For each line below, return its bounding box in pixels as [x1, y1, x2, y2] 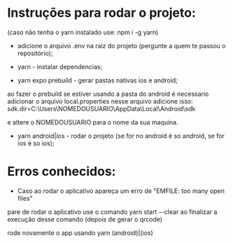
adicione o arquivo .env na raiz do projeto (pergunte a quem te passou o [17, 41, 226, 50]
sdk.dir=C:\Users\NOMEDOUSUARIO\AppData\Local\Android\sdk [7, 104, 196, 113]
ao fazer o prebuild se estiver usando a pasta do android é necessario [7, 89, 209, 98]
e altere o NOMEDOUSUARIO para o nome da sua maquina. [7, 117, 178, 127]
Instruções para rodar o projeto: [7, 5, 196, 21]
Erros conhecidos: [7, 164, 116, 180]
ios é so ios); [17, 138, 55, 148]
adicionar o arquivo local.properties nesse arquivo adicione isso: [7, 96, 194, 106]
